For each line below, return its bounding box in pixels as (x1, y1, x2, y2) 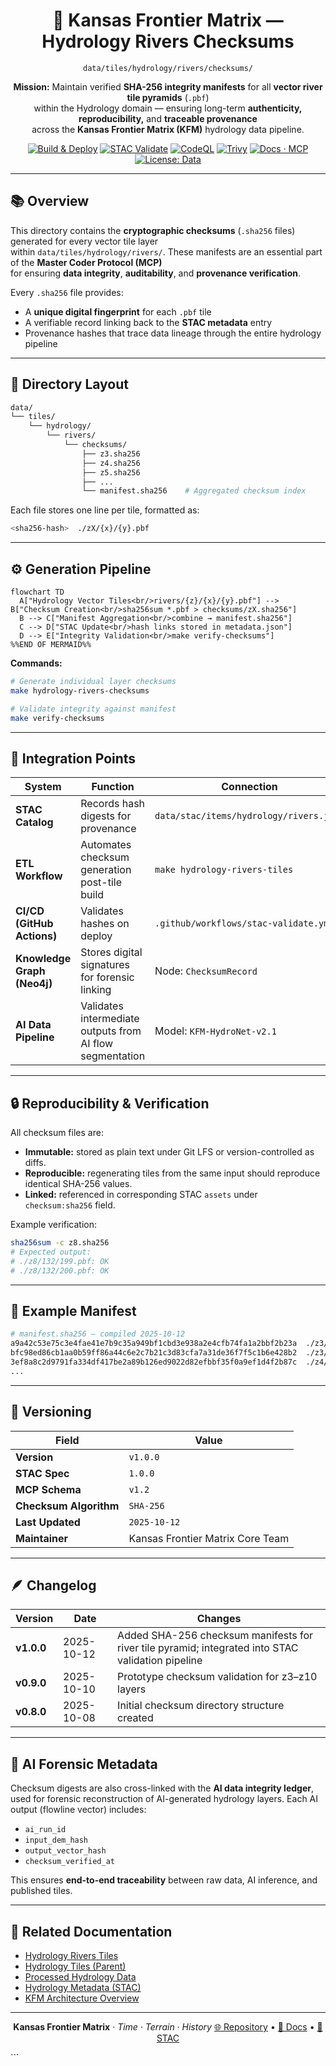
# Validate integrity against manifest (10, 704, 177, 714)
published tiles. (10, 1885, 73, 1897)
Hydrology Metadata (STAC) (24, 1982, 142, 1994)
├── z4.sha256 (81, 458, 141, 468)
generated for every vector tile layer (10, 235, 159, 247)
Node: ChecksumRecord (154, 964, 258, 978)
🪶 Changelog (10, 1577, 97, 1594)
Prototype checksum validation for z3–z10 (117, 1670, 318, 1684)
